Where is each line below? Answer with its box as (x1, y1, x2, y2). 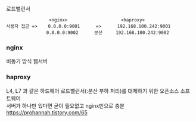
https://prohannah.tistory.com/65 (6, 109, 88, 116)
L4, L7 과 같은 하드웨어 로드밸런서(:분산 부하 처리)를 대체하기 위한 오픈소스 (6, 87, 179, 94)
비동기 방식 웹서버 (6, 58, 48, 65)
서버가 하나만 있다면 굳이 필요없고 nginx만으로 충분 (6, 102, 125, 109)
